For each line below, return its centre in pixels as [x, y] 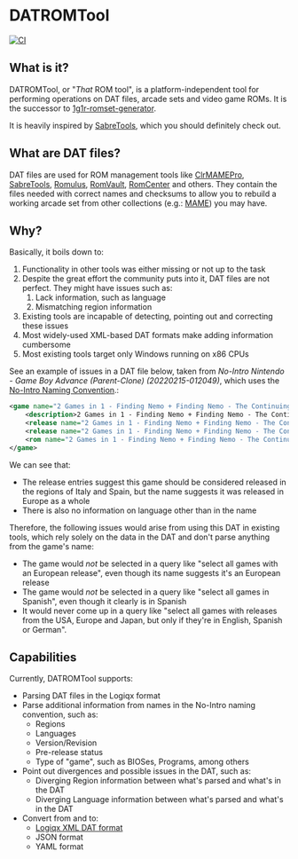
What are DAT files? [65, 153]
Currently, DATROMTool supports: [71, 679]
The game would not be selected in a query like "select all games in [145, 592]
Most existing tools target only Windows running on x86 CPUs [136, 354]
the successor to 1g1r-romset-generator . [83, 108]
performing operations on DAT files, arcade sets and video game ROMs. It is [148, 99]
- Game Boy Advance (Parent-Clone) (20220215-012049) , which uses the [145, 381]
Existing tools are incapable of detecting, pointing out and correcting [147, 317]
